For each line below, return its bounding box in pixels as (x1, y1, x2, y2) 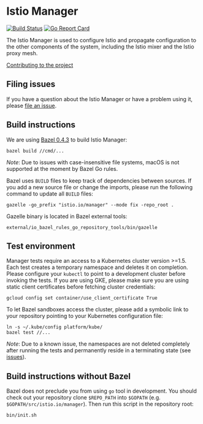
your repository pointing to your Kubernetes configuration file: (6, 312, 163, 320)
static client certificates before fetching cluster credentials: (6, 283, 156, 290)
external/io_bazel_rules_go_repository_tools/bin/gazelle (6, 224, 158, 230)
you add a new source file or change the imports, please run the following (6, 183, 193, 191)
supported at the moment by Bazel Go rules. (6, 165, 118, 172)
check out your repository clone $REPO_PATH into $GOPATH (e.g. (6, 394, 161, 401)
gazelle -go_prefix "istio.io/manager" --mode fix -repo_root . (6, 202, 174, 208)
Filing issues (6, 79, 56, 89)
